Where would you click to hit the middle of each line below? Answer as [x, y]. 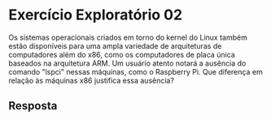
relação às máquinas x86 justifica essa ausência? [92, 80]
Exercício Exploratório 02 [96, 15]
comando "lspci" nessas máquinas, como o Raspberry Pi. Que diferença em [135, 71]
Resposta [33, 106]
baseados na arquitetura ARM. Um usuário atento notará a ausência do [127, 63]
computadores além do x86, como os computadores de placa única [122, 54]
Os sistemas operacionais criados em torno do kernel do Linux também [128, 37]
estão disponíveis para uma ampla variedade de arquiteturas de [115, 45]
